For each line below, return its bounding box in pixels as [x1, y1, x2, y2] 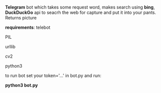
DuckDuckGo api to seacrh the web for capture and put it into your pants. [5, 9, 157, 15]
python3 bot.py [5, 82, 38, 88]
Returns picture [5, 15, 37, 20]
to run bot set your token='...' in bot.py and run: [5, 73, 102, 79]
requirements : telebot [5, 24, 51, 30]
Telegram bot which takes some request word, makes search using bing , [5, 4, 155, 10]
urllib [5, 44, 16, 49]
